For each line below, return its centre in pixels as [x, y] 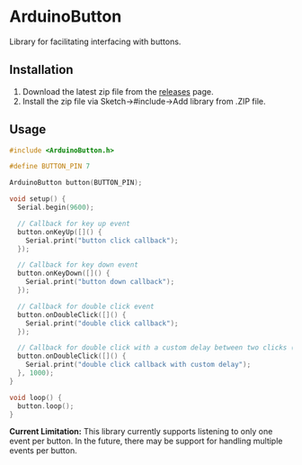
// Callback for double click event [86, 306]
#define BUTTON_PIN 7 [50, 167]
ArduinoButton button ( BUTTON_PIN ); [76, 183]
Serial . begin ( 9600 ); [56, 208]
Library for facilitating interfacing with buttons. [95, 41]
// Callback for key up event [74, 223]
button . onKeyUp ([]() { [60, 232]
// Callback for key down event [78, 265]
